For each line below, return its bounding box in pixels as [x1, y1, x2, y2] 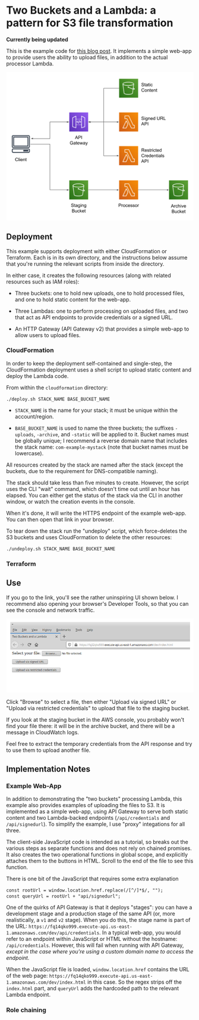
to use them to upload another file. [6, 747, 91, 754]
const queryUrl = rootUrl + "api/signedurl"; [6, 893, 121, 899]
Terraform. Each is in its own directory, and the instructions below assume [6, 254, 188, 261]
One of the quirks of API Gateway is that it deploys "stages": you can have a [6, 904, 192, 911]
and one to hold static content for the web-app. [14, 295, 131, 303]
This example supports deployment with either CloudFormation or [6, 247, 168, 254]
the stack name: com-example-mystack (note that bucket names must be [14, 443, 189, 451]
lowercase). [14, 449, 44, 457]
